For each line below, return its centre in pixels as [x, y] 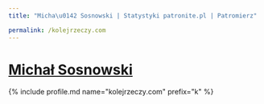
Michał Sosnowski [70, 70]
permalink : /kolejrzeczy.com [57, 30]
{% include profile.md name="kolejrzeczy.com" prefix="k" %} [111, 92]
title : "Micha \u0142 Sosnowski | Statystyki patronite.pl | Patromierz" [133, 16]
